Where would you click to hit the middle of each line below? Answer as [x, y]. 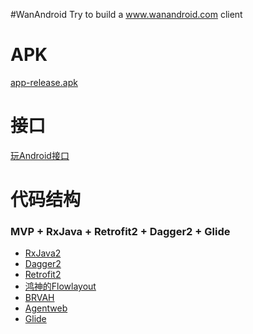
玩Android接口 [40, 155]
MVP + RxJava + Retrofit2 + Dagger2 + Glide [120, 231]
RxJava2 [43, 253]
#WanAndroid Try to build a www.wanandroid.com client [126, 14]
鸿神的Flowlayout [60, 286]
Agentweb [46, 308]
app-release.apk [44, 82]
